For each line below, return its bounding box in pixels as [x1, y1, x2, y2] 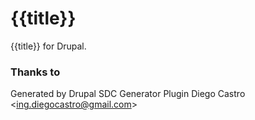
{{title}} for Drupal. [10, 40, 87, 52]
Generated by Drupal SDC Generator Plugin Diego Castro [10, 88, 246, 100]
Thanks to [10, 65, 61, 79]
